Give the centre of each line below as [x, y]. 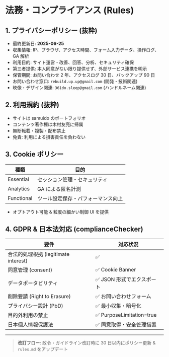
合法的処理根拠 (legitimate [38, 254]
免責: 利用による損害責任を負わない [49, 137]
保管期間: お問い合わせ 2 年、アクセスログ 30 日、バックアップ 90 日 [84, 75]
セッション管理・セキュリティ [72, 179]
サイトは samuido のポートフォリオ [49, 118]
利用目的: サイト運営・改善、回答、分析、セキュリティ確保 [73, 62]
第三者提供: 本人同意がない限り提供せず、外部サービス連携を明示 [80, 69]
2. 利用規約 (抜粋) [32, 105]
